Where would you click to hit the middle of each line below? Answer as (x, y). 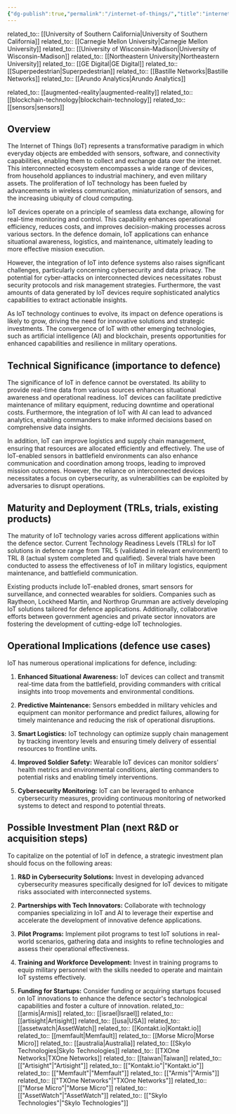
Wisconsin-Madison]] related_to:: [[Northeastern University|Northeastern (113, 56)
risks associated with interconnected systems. (85, 891)
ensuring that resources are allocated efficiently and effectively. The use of (116, 448)
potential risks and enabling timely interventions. (87, 777)
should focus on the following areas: (60, 863)
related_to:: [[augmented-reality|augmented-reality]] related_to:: (100, 92)
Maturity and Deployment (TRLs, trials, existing (113, 507)
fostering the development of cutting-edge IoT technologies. (95, 624)
